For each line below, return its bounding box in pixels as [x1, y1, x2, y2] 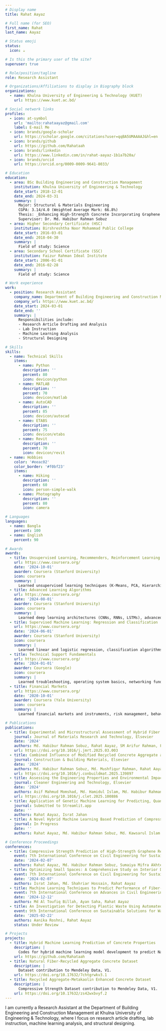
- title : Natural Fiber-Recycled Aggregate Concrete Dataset [9, 959, 138, 964]
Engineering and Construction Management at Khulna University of [5, 1010, 142, 1016]
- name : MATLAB [18, 381, 50, 386]
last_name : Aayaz [5, 30, 41, 35]
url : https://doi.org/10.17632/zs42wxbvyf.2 [14, 991, 107, 996]
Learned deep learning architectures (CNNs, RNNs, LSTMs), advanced [18, 615, 163, 620]
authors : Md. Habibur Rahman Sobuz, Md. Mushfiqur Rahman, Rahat [14, 766, 152, 771]
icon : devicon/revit [23, 450, 65, 455]
